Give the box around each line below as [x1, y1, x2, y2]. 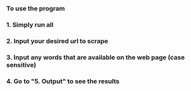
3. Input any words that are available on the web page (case [6, 53, 185, 61]
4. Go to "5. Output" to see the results [6, 77, 120, 86]
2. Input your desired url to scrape [6, 36, 109, 45]
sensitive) [6, 61, 36, 69]
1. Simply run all [6, 20, 53, 29]
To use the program [6, 4, 65, 13]
